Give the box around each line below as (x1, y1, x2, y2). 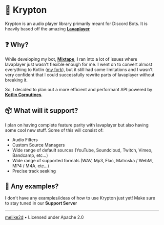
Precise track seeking (12, 168, 56, 174)
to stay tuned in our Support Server (5, 200, 77, 206)
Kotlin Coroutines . (5, 92, 43, 98)
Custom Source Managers (12, 142, 65, 148)
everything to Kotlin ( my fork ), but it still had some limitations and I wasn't (5, 66, 153, 73)
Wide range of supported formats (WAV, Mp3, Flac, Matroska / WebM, (12, 157, 153, 163)
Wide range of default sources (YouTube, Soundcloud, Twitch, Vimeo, (12, 147, 153, 153)
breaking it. (5, 77, 28, 83)
